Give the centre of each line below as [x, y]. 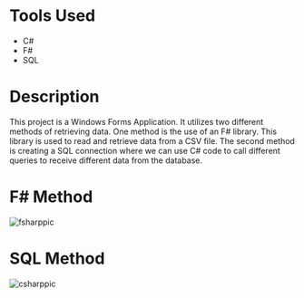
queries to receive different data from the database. [106, 160]
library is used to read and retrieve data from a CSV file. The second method [152, 140]
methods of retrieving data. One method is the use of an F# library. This [143, 131]
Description [54, 97]
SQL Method [57, 258]
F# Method [51, 197]
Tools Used [53, 16]
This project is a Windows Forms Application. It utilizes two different [137, 121]
